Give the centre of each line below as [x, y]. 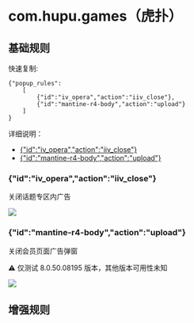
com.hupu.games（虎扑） [95, 16]
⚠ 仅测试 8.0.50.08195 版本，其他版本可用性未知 [88, 268]
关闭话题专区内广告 [40, 197]
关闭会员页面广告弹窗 [43, 251]
